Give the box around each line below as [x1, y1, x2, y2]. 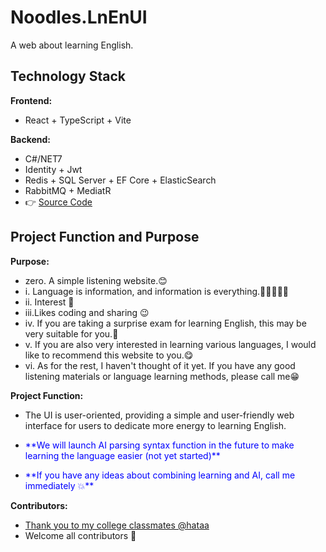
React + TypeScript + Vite [24, 114, 132, 126]
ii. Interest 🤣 [24, 296, 75, 308]
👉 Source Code [24, 196, 93, 208]
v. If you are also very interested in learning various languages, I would [24, 338, 317, 350]
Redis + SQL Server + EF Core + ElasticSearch [24, 174, 217, 186]
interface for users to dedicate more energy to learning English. [24, 419, 287, 431]
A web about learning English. [10, 39, 134, 51]
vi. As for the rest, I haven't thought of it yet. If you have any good [24, 359, 296, 371]
